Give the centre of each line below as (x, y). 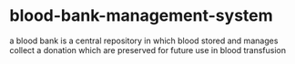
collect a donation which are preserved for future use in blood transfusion (148, 50)
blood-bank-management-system (141, 16)
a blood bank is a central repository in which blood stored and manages (144, 41)
